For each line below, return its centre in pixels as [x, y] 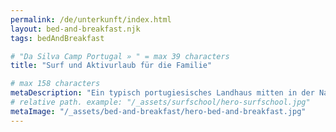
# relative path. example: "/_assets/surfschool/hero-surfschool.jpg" [160, 102]
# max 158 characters [55, 84]
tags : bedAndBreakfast [57, 38]
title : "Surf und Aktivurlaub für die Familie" [111, 66]
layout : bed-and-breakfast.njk [75, 29]
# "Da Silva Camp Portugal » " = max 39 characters [120, 56]
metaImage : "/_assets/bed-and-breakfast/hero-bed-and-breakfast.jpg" [158, 111]
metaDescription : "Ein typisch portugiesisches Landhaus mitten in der [162, 93]
